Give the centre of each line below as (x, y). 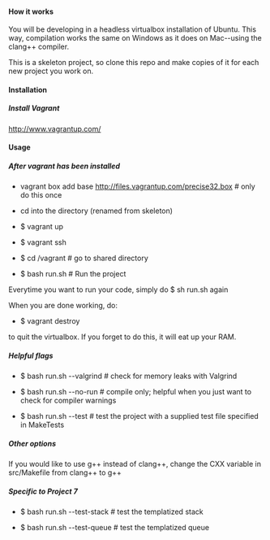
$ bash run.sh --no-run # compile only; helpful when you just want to (136, 392)
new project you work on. (51, 71)
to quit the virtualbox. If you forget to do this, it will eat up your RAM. (122, 337)
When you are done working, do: (63, 306)
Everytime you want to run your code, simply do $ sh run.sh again (118, 290)
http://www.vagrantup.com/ (55, 128)
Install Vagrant (34, 108)
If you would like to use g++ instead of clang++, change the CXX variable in (135, 464)
